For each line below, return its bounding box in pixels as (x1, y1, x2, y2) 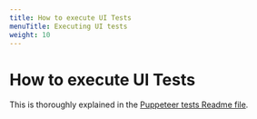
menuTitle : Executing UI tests (9, 22, 128, 31)
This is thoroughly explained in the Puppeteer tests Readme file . (9, 99, 249, 110)
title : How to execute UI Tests (9, 13, 132, 23)
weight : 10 (9, 30, 51, 39)
